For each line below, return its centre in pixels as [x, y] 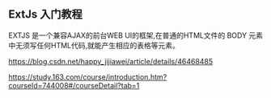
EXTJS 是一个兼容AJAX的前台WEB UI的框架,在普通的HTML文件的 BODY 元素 [136, 35]
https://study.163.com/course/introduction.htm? [88, 77]
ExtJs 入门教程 [45, 14]
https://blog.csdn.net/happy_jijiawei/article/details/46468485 [111, 61]
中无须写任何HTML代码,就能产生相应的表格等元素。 [94, 45]
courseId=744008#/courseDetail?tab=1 [74, 85]
